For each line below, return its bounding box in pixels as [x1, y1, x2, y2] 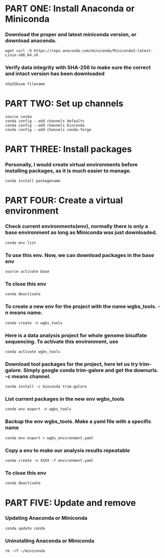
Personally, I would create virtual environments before [5, 161, 138, 168]
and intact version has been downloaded [5, 70, 105, 77]
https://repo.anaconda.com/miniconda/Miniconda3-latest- [33, 48, 153, 53]
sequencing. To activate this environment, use [5, 338, 119, 345]
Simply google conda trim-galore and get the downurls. [23, 367, 159, 373]
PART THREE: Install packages [5, 144, 132, 154]
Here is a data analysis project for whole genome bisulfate [5, 332, 147, 338]
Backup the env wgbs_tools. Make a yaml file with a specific [5, 418, 152, 425]
